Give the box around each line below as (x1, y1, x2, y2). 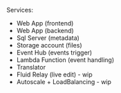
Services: (6, 6, 34, 14)
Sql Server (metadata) (16, 34, 80, 42)
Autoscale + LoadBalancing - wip (16, 78, 112, 85)
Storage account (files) (16, 41, 82, 49)
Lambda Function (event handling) (16, 56, 115, 64)
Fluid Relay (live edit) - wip (16, 70, 93, 79)
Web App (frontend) (16, 19, 74, 27)
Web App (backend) (16, 27, 74, 34)
